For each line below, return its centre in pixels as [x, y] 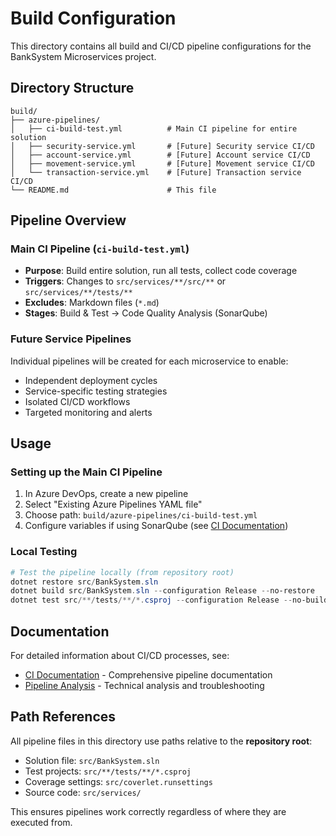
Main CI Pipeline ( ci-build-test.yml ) [100, 249]
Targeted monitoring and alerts [88, 412]
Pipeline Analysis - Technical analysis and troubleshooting [144, 686]
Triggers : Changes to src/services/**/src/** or [125, 281]
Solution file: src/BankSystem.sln [92, 760]
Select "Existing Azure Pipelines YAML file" [113, 504]
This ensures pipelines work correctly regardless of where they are [148, 811]
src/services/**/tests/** [78, 293]
